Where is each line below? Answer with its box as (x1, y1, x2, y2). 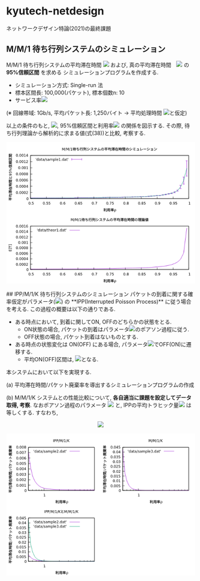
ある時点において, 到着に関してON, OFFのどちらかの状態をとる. (14, 318, 172, 325)
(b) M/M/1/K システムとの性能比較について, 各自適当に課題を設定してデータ (6, 394, 192, 401)
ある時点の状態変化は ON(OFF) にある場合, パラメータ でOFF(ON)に (14, 340, 187, 348)
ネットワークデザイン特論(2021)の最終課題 (6, 25, 111, 32)
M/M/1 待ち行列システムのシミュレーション (6, 44, 166, 55)
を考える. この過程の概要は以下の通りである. (6, 305, 116, 313)
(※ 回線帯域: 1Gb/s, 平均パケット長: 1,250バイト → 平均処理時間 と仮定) (6, 109, 187, 116)
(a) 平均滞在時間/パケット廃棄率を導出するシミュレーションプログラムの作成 (6, 381, 195, 388)
